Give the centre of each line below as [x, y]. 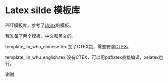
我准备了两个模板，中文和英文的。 [41, 36]
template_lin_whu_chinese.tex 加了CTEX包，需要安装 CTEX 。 [68, 46]
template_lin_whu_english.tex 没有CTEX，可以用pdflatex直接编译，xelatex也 [84, 57]
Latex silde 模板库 [43, 10]
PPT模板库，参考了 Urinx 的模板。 [40, 25]
